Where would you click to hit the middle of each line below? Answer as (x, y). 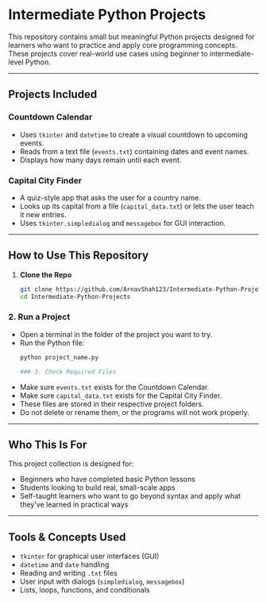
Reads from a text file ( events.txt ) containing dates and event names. (134, 151)
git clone (36, 289)
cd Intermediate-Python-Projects (75, 297)
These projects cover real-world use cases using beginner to (108, 53)
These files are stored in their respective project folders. (112, 404)
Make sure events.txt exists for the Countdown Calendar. (114, 386)
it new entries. (43, 214)
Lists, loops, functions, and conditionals (85, 590)
